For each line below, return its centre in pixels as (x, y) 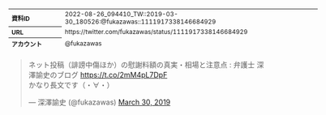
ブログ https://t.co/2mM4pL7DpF (112, 75)
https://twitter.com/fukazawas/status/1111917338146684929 (156, 32)
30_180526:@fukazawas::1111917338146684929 (140, 21)
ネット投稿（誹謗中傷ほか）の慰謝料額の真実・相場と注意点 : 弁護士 (142, 65)
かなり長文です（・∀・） (71, 85)
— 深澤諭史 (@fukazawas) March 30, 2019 (99, 102)
